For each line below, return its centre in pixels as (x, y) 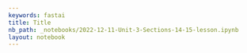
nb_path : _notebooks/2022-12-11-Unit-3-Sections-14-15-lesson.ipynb (123, 30)
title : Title (30, 23)
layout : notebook (37, 37)
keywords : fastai (37, 15)
